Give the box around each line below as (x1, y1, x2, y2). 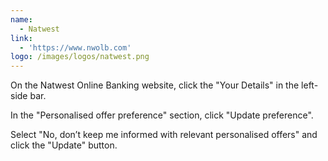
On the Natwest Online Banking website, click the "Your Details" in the (10, 79, 300, 91)
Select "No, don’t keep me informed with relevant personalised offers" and (10, 129, 318, 141)
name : (10, 14, 33, 25)
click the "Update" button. (10, 139, 118, 151)
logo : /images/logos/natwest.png (10, 52, 150, 62)
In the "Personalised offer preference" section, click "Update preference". (10, 109, 314, 121)
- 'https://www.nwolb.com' (19, 42, 132, 53)
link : (10, 33, 33, 43)
